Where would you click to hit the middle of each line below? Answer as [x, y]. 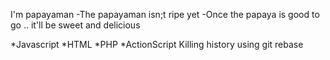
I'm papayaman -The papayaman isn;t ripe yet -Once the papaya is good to [165, 14]
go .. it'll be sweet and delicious [75, 25]
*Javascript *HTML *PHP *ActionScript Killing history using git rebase [157, 44]
